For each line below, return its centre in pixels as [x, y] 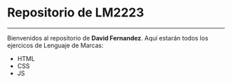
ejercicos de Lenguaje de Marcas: [55, 45]
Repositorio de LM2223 [76, 13]
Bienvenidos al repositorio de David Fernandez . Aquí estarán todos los [108, 38]
